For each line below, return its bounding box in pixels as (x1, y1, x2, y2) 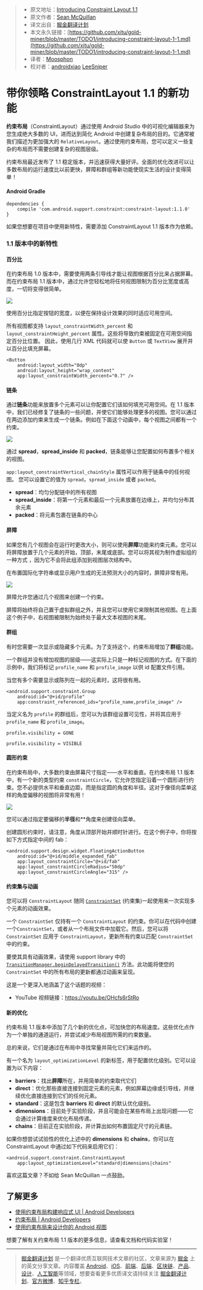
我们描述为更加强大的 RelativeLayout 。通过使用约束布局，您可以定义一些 (6, 137, 189, 145)
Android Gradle (6, 187, 45, 195)
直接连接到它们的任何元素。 (31, 1092, 100, 1099)
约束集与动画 (6, 882, 38, 890)
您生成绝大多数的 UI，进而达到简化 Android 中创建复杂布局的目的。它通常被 (6, 130, 195, 137)
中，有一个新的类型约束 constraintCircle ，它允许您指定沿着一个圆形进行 (6, 777, 189, 784)
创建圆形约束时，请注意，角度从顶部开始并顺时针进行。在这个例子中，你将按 (6, 829, 197, 836)
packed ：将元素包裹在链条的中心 (14, 511, 98, 519)
